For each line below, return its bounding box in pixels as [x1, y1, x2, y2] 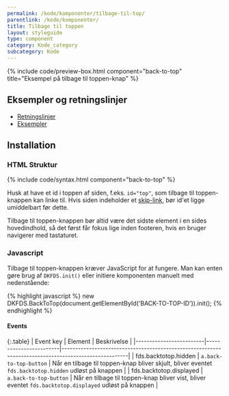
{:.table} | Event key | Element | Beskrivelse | [7, 337, 132, 345]
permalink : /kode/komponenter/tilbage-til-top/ [7, 10, 146, 17]
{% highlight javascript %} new [7, 292, 94, 300]
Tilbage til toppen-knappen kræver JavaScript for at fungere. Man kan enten [7, 264, 223, 272]
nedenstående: [7, 278, 50, 286]
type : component [7, 36, 53, 42]
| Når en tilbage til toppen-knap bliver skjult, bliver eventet [49, 359, 213, 367]
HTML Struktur [7, 160, 58, 169]
